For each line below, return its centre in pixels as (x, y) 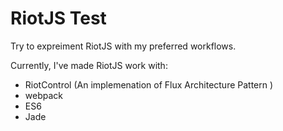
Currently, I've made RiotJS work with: (89, 65)
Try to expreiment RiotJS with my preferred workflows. (123, 46)
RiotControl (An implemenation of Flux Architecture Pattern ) (149, 84)
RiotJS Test (58, 18)
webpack (43, 95)
